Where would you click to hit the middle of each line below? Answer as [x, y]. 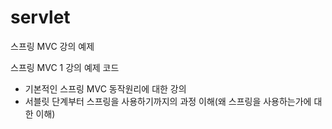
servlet [40, 17]
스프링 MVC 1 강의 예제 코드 [65, 67]
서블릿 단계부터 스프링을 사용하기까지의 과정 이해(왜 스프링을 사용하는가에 [168, 101]
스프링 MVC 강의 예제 [52, 46]
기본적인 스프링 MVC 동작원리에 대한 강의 [105, 88]
